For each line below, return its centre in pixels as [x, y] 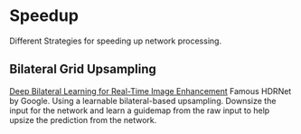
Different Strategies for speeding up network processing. [116, 41]
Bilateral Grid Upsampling [83, 69]
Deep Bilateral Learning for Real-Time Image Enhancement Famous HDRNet [150, 91]
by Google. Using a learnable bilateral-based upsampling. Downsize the [143, 100]
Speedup [44, 16]
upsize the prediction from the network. [83, 120]
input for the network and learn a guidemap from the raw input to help [140, 110]
